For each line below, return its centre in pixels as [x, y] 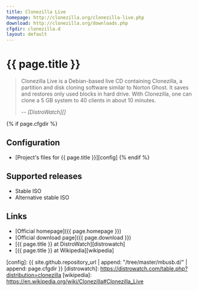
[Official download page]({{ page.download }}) [73, 237]
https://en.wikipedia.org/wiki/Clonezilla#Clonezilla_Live [75, 281]
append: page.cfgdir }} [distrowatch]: [53, 268]
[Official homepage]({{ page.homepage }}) [68, 231]
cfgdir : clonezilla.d [34, 29]
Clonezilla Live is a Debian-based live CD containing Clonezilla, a [102, 81]
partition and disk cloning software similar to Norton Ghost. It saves [105, 88]
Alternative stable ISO [42, 197]
